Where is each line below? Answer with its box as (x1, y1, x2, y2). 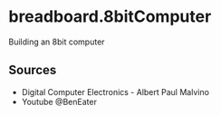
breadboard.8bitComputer (8, 6, 212, 27)
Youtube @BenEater (21, 96, 97, 107)
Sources (8, 62, 57, 78)
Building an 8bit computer (8, 36, 105, 47)
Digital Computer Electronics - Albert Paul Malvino (21, 86, 210, 97)
